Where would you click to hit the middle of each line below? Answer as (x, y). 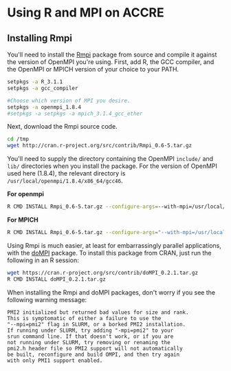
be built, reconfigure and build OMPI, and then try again (93, 354)
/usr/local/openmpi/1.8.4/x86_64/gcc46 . (65, 181)
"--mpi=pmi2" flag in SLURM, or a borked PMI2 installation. (97, 324)
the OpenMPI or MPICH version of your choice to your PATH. (93, 69)
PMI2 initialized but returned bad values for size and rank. (98, 312)
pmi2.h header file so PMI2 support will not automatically (95, 348)
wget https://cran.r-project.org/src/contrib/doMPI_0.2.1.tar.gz (102, 273)
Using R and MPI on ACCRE (86, 13)
